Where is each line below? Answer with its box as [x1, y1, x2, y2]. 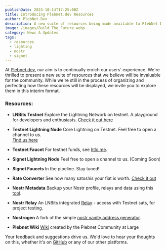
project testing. [12, 205, 43, 211]
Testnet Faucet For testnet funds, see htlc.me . [12, 147, 108, 152]
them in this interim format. [5, 88, 60, 94]
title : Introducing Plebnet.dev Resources [5, 12, 94, 17]
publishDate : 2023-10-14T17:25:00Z [5, 7, 79, 12]
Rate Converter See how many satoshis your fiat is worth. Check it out [12, 175, 157, 181]
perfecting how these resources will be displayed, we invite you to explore [5, 83, 157, 89]
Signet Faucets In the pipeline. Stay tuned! [12, 165, 100, 171]
